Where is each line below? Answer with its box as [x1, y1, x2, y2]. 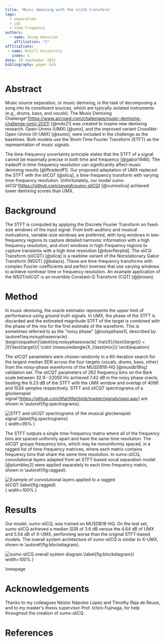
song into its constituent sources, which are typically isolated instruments [5, 105, 154, 111]
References [5, 627, 53, 639]
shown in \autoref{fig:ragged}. [5, 467, 67, 473]
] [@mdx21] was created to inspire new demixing [48, 121, 147, 127]
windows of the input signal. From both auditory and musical [14, 227, 137, 232]
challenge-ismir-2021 [5, 121, 48, 127]
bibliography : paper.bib [5, 62, 56, 67]
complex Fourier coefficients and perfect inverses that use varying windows [5, 263, 160, 269]
